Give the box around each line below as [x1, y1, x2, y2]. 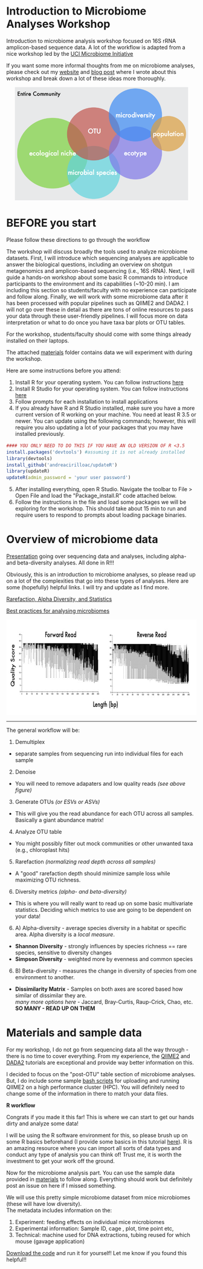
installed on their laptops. [6, 337, 69, 344]
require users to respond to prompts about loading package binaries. [14, 511, 187, 519]
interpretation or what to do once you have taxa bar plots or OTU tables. [6, 318, 185, 326]
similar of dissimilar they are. [14, 992, 87, 999]
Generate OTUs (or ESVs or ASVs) [14, 799, 100, 806]
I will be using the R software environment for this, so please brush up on [6, 1132, 188, 1139]
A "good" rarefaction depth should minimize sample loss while [14, 870, 170, 877]
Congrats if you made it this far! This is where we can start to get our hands [6, 1114, 195, 1120]
